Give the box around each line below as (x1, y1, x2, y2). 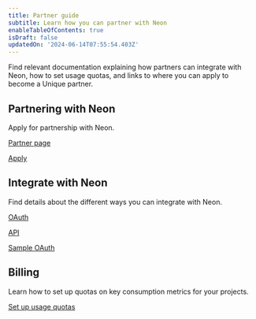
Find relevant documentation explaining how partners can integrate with (8, 62, 242, 72)
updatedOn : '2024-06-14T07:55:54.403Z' (8, 41, 139, 49)
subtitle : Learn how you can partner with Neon (8, 19, 168, 27)
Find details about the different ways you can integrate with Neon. (8, 197, 223, 206)
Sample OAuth (8, 243, 55, 252)
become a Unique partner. (8, 80, 93, 89)
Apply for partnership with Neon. (8, 123, 115, 132)
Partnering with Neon (8, 102, 116, 115)
